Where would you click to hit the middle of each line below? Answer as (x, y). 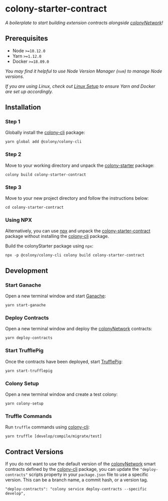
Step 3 (13, 187)
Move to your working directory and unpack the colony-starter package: (80, 165)
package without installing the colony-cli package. (57, 236)
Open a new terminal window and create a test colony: (61, 394)
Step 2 (13, 154)
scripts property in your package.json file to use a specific (89, 475)
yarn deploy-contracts (29, 338)
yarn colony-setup (24, 403)
